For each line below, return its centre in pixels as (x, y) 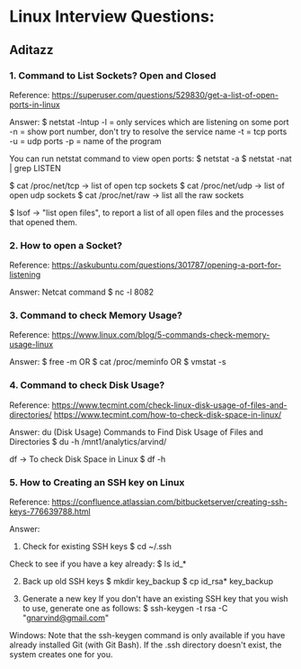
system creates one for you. (62, 655)
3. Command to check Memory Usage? (96, 315)
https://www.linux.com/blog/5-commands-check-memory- (161, 335)
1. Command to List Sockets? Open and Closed (113, 76)
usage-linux (31, 345)
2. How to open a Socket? (66, 245)
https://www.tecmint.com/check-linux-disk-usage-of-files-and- (169, 405)
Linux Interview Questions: (112, 17)
